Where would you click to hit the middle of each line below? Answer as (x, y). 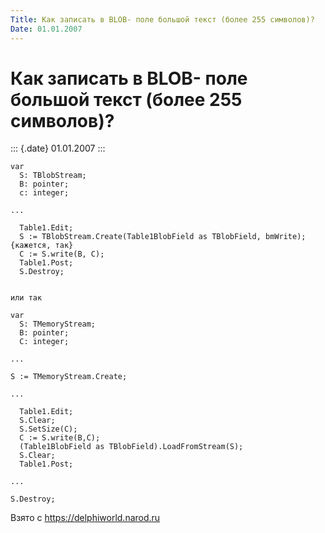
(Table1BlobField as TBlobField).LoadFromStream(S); (131, 447)
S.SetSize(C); (48, 429)
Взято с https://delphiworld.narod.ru (85, 518)
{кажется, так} (42, 246)
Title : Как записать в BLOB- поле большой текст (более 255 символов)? (162, 19)
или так (26, 298)
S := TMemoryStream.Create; (69, 377)
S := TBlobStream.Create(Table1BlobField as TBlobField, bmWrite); (163, 237)
